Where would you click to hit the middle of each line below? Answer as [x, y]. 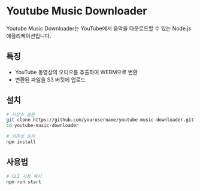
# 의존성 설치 [21, 137]
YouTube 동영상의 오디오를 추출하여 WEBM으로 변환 [76, 72]
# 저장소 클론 [21, 114]
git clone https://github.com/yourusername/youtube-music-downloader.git [100, 120]
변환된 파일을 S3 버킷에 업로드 [50, 80]
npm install [21, 142]
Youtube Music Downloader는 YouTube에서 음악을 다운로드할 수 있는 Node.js [99, 28]
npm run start [24, 182]
